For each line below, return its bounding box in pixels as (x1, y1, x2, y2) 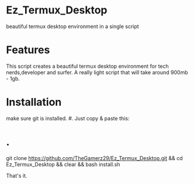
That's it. (6, 172, 27, 179)
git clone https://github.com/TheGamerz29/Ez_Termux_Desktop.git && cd (6, 154, 183, 161)
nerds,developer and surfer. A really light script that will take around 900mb (6, 68, 188, 76)
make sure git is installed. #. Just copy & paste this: (6, 114, 130, 121)
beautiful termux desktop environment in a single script (6, 23, 139, 30)
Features (6, 43, 50, 57)
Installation (6, 96, 62, 109)
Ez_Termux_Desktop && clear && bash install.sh (6, 161, 120, 168)
